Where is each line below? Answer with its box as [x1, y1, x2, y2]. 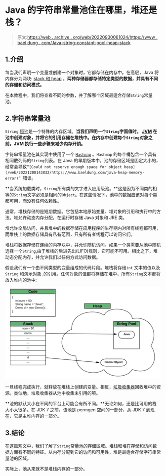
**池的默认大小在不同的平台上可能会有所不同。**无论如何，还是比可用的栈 [5, 400, 157, 406]
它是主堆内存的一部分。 [13, 413, 62, 419]
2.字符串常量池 [5, 114, 51, 123]
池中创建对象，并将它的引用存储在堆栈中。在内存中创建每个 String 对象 [5, 134, 148, 140]
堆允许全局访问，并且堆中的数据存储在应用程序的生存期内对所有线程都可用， [5, 225, 161, 231]
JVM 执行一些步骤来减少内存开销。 [13, 140, 85, 146]
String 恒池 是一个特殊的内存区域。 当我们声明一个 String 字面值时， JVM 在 [5, 128, 158, 134]
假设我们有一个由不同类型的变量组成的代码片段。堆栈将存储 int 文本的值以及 [5, 264, 161, 270]
